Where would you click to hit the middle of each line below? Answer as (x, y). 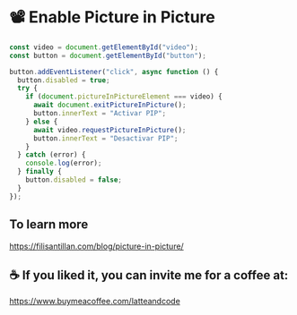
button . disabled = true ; (64, 80)
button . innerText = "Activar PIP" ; (100, 114)
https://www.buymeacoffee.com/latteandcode (95, 302)
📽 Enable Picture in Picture (112, 17)
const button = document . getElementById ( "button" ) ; (108, 55)
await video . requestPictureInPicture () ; (109, 130)
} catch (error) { (52, 155)
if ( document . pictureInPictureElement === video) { (124, 97)
